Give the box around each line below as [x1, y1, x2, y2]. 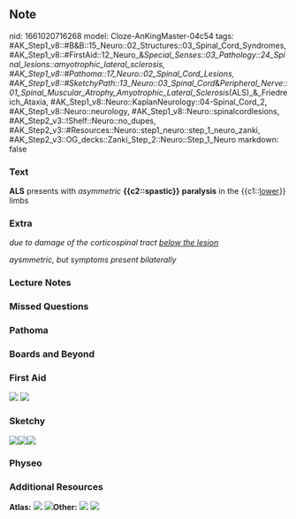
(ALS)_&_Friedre [228, 87, 288, 97]
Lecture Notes [9, 276, 72, 289]
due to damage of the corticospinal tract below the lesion [9, 237, 219, 248]
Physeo [9, 456, 42, 469]
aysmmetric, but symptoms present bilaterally [9, 254, 177, 265]
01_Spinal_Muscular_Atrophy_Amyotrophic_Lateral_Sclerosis [9, 87, 230, 97]
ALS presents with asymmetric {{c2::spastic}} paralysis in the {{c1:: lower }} [9, 186, 286, 197]
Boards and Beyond [9, 348, 95, 360]
